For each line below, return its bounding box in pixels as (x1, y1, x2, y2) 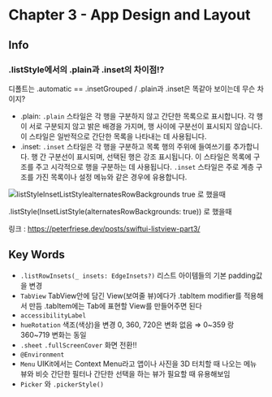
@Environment (19, 351, 65, 359)
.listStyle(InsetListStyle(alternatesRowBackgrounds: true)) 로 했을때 (8, 206, 232, 216)
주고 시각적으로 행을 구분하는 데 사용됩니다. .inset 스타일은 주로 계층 (35, 162, 254, 171)
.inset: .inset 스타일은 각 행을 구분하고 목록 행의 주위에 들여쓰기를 (19, 141, 231, 151)
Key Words (8, 248, 65, 261)
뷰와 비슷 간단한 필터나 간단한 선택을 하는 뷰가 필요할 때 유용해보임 (19, 369, 231, 378)
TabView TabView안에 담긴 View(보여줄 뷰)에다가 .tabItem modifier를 (19, 291, 242, 300)
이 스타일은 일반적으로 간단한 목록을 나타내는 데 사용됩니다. (19, 132, 207, 141)
